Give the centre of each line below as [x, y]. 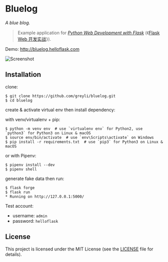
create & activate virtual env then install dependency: [60, 110]
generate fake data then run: [35, 179]
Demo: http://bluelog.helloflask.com [42, 49]
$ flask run [18, 192]
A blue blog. [18, 23]
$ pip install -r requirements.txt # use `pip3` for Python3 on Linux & [84, 142]
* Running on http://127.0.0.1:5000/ [45, 197]
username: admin [30, 215]
